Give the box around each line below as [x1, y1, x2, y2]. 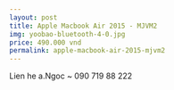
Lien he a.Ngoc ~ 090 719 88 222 [9, 70, 133, 81]
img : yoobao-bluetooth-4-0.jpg [9, 29, 126, 38]
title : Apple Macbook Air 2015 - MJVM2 [9, 21, 158, 30]
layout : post [9, 12, 58, 22]
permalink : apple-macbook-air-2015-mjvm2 [9, 46, 166, 55]
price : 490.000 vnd [9, 37, 82, 47]
